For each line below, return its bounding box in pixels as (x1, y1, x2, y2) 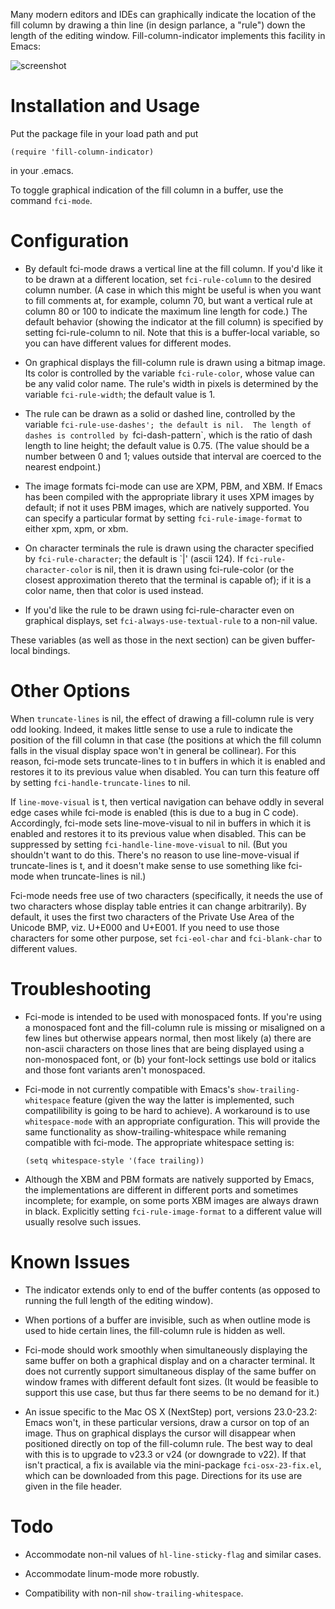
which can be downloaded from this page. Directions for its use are (24, 1469, 303, 1481)
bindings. (32, 644, 71, 656)
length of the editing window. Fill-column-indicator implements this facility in (10, 30, 326, 41)
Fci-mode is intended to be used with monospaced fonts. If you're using (24, 1010, 323, 1023)
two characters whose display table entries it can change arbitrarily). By (10, 900, 307, 912)
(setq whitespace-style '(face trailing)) (24, 1155, 205, 1166)
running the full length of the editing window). (24, 1294, 214, 1306)
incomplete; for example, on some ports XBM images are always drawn (24, 1194, 319, 1206)
